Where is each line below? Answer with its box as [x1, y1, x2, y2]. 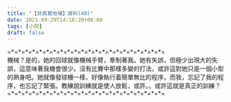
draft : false [7, 29, 45, 36]
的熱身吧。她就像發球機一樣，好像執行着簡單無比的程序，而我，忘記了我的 [7, 73, 218, 81]
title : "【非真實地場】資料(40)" [7, 10, 94, 17]
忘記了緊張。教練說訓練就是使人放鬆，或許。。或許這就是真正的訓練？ [25, 81, 221, 90]
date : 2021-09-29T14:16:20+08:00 [7, 16, 103, 23]
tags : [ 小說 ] [7, 23, 43, 29]
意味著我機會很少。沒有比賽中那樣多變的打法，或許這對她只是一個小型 [25, 64, 224, 73]
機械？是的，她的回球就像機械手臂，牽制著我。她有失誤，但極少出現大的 [7, 56, 212, 64]
